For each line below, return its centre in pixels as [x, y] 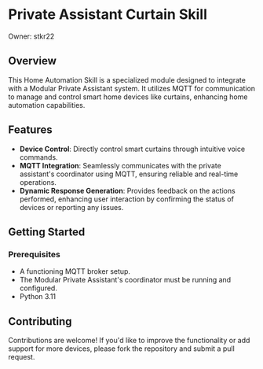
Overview [33, 61]
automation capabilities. [47, 105]
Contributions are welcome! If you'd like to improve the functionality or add [129, 341]
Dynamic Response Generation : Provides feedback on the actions [127, 190]
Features [30, 130]
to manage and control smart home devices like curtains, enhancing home [128, 97]
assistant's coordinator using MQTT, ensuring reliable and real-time [129, 174]
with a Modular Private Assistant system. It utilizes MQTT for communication [132, 88]
